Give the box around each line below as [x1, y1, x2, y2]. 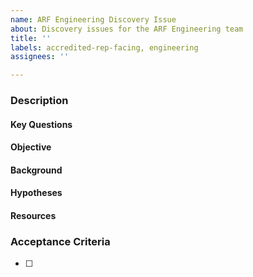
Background [10, 164, 63, 176]
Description [10, 94, 69, 108]
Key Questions [10, 118, 73, 130]
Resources [10, 210, 57, 222]
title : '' [10, 33, 52, 43]
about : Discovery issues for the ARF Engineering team [10, 24, 244, 34]
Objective [10, 141, 52, 153]
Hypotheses [10, 187, 63, 199]
